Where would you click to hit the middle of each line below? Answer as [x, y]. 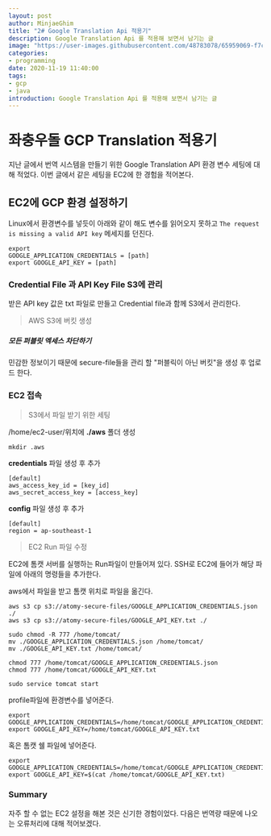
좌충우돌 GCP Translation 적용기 [113, 141]
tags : [17, 76]
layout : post [30, 16]
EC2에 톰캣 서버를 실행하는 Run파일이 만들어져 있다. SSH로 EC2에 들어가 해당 [131, 564]
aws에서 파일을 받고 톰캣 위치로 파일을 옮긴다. [81, 591]
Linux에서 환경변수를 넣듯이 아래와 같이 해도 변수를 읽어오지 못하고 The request [134, 223]
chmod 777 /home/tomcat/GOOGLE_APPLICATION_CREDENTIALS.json [113, 663]
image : [19, 46]
